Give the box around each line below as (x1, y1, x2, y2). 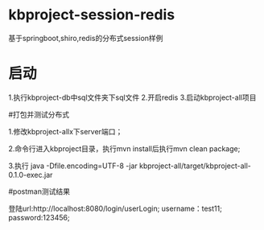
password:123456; (8, 212, 70, 222)
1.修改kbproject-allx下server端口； (8, 126, 123, 136)
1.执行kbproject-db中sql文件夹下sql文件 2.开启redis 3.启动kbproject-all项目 (8, 92, 257, 102)
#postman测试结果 (8, 187, 71, 196)
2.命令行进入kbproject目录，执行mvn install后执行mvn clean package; (8, 143, 241, 154)
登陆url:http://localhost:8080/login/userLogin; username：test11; (8, 203, 223, 213)
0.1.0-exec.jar (8, 170, 53, 179)
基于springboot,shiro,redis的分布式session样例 (8, 33, 163, 43)
